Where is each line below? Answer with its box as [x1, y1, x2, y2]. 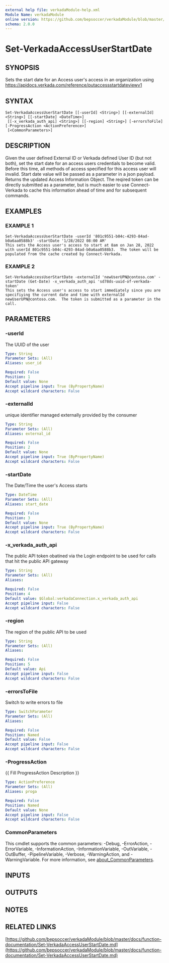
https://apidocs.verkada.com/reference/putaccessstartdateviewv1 [5, 82, 142, 88]
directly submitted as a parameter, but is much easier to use [5, 181, 130, 187]
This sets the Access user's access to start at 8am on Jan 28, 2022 [5, 243, 154, 248]
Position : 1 [5, 374, 30, 379]
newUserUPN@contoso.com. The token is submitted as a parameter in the [5, 297, 161, 302]
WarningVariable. [5, 856, 41, 862]
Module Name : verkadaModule [5, 12, 64, 17]
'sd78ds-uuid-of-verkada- [97, 279, 152, 284]
